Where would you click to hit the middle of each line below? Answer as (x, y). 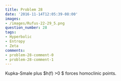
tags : (11, 32)
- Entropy (15, 41)
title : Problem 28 (24, 10)
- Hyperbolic (18, 37)
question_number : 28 (26, 28)
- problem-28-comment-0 (30, 55)
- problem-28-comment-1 (30, 60)
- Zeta (12, 46)
